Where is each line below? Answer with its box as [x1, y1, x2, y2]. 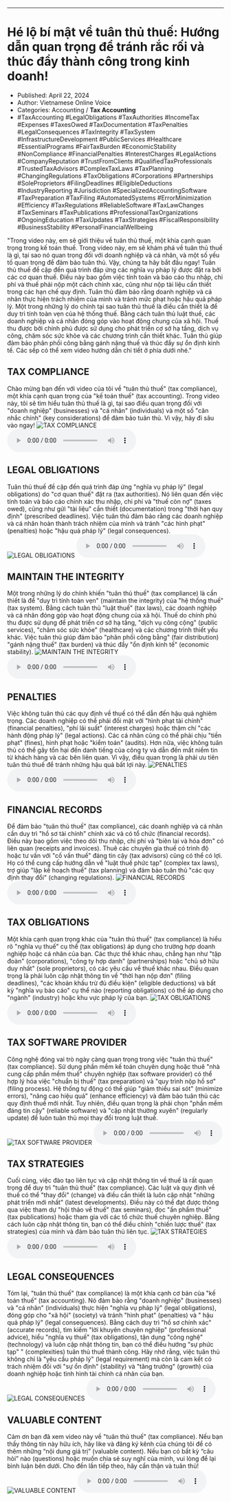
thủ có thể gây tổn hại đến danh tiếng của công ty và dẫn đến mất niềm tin [7, 746, 218, 755]
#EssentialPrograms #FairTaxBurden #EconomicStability [16, 142, 177, 150]
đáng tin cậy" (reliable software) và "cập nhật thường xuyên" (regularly [7, 1106, 208, 1114]
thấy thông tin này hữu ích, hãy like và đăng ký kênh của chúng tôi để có [7, 1440, 212, 1448]
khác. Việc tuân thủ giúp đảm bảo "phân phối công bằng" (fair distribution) [7, 633, 219, 642]
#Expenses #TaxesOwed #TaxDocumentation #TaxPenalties [16, 120, 188, 128]
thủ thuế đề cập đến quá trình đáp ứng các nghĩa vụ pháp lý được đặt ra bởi [7, 265, 221, 274]
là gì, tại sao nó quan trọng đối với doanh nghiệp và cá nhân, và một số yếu [7, 251, 220, 259]
